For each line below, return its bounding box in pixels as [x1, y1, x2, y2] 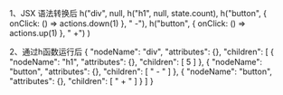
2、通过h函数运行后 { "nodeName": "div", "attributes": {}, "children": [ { [9, 46, 274, 57]
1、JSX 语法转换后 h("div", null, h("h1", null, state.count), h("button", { [9, 8, 267, 18]
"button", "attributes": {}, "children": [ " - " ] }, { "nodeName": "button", [9, 66, 273, 77]
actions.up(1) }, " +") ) [9, 28, 90, 38]
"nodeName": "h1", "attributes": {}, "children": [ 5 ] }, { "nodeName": [9, 57, 263, 67]
